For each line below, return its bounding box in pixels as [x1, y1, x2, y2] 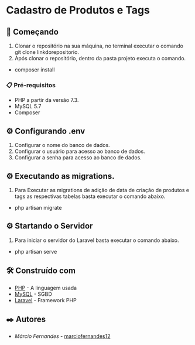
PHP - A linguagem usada [14, 284, 77, 291]
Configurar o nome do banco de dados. [14, 142, 110, 149]
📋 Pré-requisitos [6, 81, 56, 89]
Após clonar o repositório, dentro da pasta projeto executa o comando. [14, 55, 186, 62]
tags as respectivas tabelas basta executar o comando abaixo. [14, 193, 166, 200]
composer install [14, 66, 55, 73]
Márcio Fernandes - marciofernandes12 [14, 333, 111, 340]
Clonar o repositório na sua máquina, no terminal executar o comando [14, 42, 183, 49]
